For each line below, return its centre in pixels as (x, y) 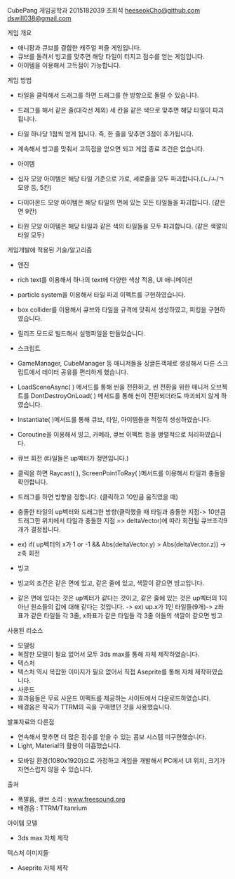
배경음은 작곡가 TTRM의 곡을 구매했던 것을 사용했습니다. (94, 707)
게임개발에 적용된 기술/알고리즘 (50, 250)
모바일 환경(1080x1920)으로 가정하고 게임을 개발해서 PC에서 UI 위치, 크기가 (121, 761)
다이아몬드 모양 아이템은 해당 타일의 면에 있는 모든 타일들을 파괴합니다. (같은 (121, 202)
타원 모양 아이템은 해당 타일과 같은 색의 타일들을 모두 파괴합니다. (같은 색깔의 (122, 226)
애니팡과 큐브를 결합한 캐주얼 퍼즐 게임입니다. (79, 47)
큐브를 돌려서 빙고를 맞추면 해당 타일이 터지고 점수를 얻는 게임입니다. (111, 56)
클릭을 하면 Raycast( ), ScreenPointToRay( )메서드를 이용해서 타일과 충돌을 (121, 473)
